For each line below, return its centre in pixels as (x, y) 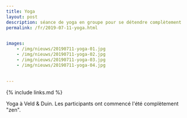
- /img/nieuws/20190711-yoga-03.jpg (61, 60)
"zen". (13, 110)
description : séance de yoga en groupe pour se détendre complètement (94, 22)
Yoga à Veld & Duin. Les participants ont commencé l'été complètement (92, 104)
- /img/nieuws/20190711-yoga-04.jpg (61, 65)
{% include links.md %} (34, 92)
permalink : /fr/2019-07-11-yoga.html (52, 28)
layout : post (22, 17)
